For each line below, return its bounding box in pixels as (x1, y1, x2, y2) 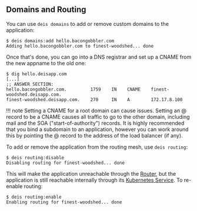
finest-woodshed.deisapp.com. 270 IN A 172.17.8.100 (6, 96, 183, 102)
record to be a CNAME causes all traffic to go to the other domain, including (6, 113, 190, 120)
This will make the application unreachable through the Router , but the (6, 170, 176, 177)
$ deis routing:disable (6, 155, 65, 160)
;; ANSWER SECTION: (6, 81, 54, 87)
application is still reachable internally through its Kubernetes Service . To (6, 176, 183, 183)
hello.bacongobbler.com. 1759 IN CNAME (6, 86, 141, 92)
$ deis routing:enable (6, 194, 62, 200)
